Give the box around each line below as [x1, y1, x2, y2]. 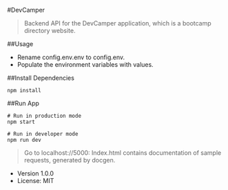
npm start [7, 118, 36, 125]
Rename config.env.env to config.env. [17, 53, 125, 61]
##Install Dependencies [7, 74, 74, 82]
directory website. [23, 27, 76, 34]
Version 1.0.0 [17, 169, 54, 178]
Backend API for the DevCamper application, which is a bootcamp [23, 19, 211, 27]
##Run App [7, 99, 40, 107]
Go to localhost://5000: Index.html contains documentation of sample [23, 149, 222, 157]
